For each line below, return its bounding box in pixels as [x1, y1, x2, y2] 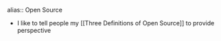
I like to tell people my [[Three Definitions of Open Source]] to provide [16, 19, 215, 27]
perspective [16, 27, 51, 34]
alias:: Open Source [7, 6, 63, 14]
